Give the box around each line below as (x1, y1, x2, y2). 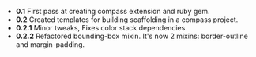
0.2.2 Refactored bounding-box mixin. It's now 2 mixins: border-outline (15, 31, 249, 41)
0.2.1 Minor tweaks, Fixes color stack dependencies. (15, 23, 187, 32)
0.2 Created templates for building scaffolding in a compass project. (15, 15, 239, 24)
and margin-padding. (15, 40, 85, 49)
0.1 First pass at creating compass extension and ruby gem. (15, 7, 210, 16)
